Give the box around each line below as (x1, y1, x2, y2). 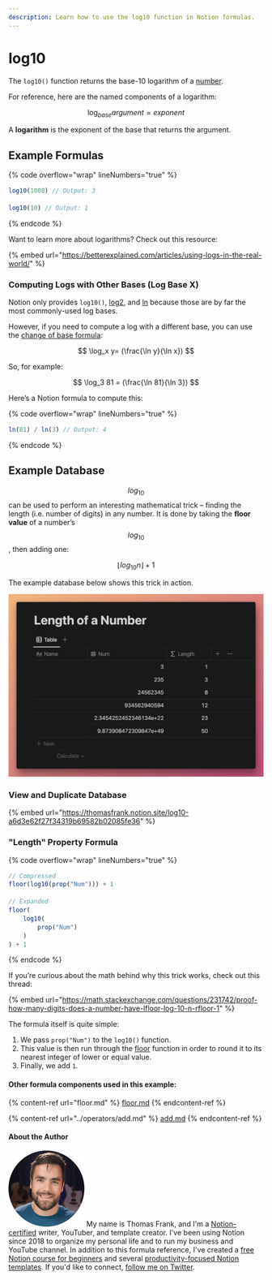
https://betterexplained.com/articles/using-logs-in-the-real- (62, 250, 262, 260)
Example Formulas (8, 149, 104, 162)
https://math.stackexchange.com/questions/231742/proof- (62, 995, 257, 1005)
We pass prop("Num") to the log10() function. (19, 1035, 172, 1045)
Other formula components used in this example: (8, 1080, 176, 1089)
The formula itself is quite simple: (8, 1019, 120, 1029)
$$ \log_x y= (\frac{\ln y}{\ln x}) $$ (78, 346, 194, 356)
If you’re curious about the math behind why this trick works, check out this (8, 971, 261, 980)
